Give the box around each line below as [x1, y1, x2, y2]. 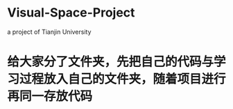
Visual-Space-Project [7, 5, 135, 21]
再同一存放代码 [7, 88, 93, 104]
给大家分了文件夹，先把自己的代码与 [7, 54, 214, 70]
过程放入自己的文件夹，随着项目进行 [19, 71, 227, 87]
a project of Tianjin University [7, 28, 92, 36]
